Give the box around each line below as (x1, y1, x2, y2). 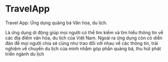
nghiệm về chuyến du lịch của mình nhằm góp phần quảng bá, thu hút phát (5, 45, 161, 51)
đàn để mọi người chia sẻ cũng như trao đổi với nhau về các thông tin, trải (5, 40, 158, 46)
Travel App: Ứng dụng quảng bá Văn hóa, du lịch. (5, 20, 107, 26)
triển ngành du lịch (5, 51, 44, 57)
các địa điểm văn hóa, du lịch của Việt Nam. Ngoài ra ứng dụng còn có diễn (5, 35, 163, 41)
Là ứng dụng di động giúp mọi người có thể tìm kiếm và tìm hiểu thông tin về (5, 29, 163, 35)
